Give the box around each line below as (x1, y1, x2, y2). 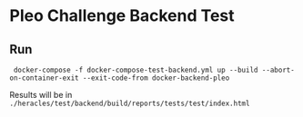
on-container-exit (9, 73, 79, 83)
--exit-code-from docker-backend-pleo (82, 73, 230, 83)
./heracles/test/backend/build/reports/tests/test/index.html (9, 99, 250, 108)
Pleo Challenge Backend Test (9, 5, 235, 26)
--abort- (261, 65, 296, 74)
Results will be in (9, 90, 73, 100)
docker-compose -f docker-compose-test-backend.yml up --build (13, 65, 258, 74)
